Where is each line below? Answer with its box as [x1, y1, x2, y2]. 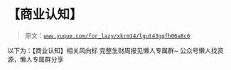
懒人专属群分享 [19, 54, 64, 64]
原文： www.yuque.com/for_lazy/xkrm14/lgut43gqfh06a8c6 [24, 31, 190, 40]
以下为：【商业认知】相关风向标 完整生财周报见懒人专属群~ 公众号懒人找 [7, 46, 218, 54]
